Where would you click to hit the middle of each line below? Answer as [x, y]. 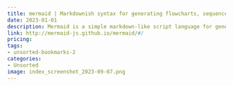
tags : [15, 46]
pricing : [20, 40]
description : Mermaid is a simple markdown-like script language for [110, 26]
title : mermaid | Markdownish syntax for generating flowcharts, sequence [118, 14]
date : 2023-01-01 [32, 20]
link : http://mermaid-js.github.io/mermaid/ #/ [76, 33]
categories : [24, 59]
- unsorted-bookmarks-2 [42, 53]
